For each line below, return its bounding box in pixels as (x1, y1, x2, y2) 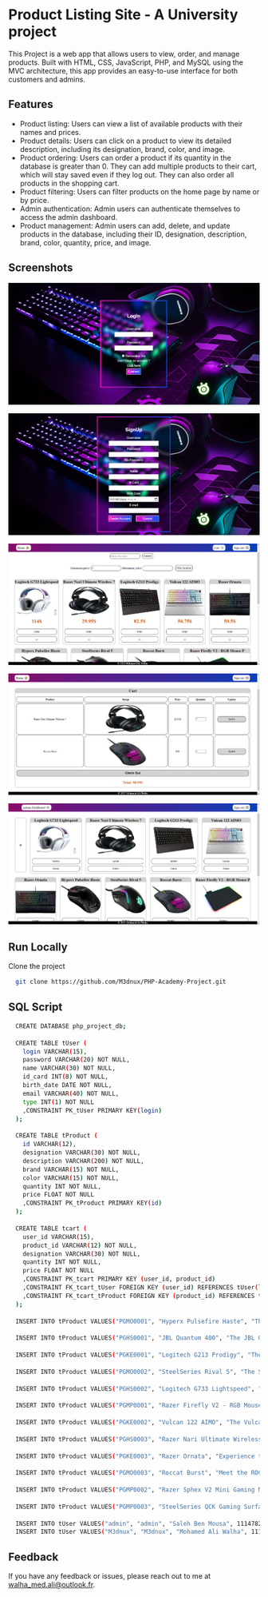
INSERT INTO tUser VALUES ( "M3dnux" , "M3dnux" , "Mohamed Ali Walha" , (15, 1528, 248, 1536)
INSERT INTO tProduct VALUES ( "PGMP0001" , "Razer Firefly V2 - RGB (15, 1401, 241, 1410)
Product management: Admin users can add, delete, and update (19, 221, 231, 230)
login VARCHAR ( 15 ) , (22, 1047, 88, 1056)
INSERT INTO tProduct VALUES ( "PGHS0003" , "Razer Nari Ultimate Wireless (15, 1435, 262, 1444)
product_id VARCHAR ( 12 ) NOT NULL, (22, 1241, 137, 1249)
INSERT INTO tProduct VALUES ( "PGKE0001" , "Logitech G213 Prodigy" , (15, 1351, 245, 1360)
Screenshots (8, 261, 73, 275)
